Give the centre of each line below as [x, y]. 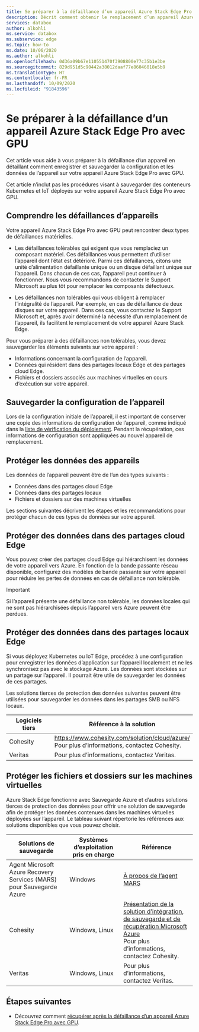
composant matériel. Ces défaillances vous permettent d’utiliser [92, 254]
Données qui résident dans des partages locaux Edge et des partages [100, 365]
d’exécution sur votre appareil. [52, 384]
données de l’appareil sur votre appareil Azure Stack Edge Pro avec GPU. [95, 172]
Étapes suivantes [39, 1002]
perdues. [17, 614]
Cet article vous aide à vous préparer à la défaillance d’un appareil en [91, 160]
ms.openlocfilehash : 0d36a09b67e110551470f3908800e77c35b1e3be [86, 61]
